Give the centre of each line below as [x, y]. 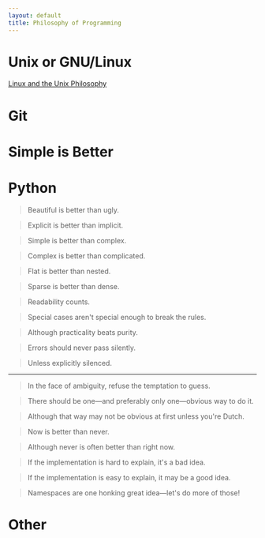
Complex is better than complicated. [86, 256]
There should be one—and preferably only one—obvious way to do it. [140, 401]
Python [32, 188]
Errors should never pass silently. [82, 348]
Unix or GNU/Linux [70, 62]
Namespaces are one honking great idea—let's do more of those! [134, 493]
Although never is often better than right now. [101, 446]
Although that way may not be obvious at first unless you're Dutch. [136, 416]
